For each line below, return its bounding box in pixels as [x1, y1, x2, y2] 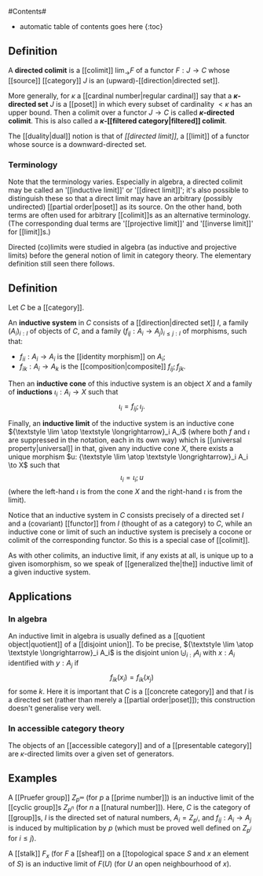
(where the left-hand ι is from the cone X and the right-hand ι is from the [8, 486, 243, 496]
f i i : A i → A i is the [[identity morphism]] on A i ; [19, 351, 166, 363]
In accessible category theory [8, 723, 125, 734]
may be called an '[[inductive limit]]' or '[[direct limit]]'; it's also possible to [8, 185, 249, 195]
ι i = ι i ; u [120, 472, 144, 484]
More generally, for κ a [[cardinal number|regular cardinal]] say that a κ [8, 90, 238, 101]
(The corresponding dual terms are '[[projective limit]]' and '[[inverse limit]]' [8, 218, 254, 228]
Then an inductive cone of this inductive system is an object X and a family [8, 379, 253, 388]
